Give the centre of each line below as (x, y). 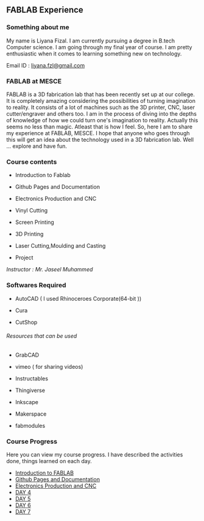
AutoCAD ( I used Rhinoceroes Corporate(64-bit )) (78, 298)
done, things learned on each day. (49, 461)
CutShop (26, 322)
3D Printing (29, 234)
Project (24, 257)
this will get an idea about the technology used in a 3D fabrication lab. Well (100, 139)
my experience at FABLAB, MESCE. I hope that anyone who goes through (98, 133)
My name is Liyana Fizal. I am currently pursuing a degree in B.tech (91, 40)
